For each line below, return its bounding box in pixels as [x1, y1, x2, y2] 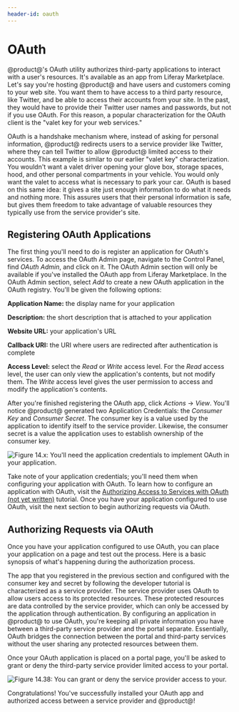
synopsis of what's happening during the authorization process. [7, 558, 195, 566]
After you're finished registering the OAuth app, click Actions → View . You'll [7, 399, 230, 407]
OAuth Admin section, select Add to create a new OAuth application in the [7, 278, 225, 287]
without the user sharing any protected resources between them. [7, 640, 198, 648]
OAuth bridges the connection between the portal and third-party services [7, 632, 226, 641]
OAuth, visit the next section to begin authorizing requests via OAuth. [7, 503, 210, 511]
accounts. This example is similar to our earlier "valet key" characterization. [7, 154, 230, 163]
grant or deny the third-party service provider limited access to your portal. [7, 661, 228, 670]
